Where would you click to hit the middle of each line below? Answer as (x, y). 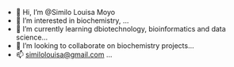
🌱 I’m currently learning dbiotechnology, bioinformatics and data (121, 29)
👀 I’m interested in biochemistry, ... (72, 20)
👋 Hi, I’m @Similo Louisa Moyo (65, 12)
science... (32, 37)
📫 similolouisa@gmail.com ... (64, 54)
